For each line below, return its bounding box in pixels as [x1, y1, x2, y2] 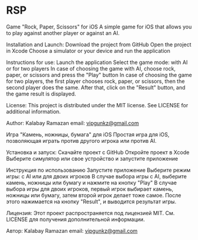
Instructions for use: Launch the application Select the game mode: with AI [6, 59, 188, 66]
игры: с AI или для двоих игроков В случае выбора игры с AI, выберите [6, 172, 187, 180]
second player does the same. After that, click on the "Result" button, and [6, 84, 186, 91]
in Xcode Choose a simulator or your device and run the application [6, 47, 170, 54]
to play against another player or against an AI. [6, 29, 120, 36]
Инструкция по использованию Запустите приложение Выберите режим [6, 167, 191, 174]
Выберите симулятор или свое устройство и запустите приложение [6, 155, 178, 162]
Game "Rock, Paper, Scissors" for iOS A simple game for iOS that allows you [6, 23, 192, 30]
